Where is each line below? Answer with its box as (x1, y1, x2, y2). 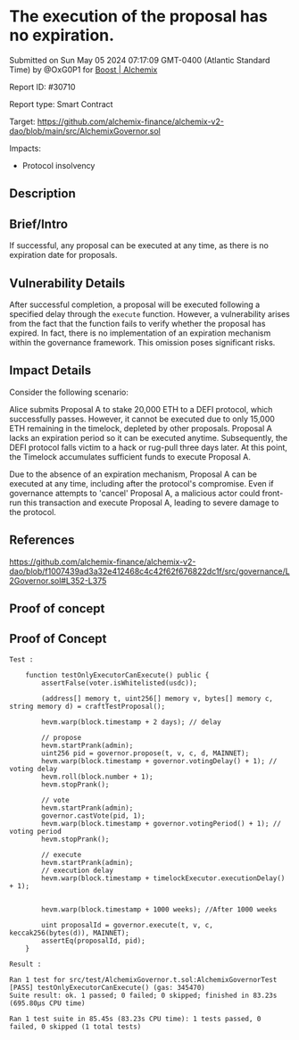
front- (262, 487, 284, 498)
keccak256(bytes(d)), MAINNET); (9, 928, 129, 937)
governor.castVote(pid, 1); (41, 811, 145, 820)
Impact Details (9, 363, 92, 379)
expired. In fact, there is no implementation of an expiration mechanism (9, 328, 271, 338)
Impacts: (9, 143, 42, 154)
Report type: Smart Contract (9, 98, 113, 109)
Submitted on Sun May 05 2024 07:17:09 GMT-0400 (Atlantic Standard (9, 54, 270, 65)
